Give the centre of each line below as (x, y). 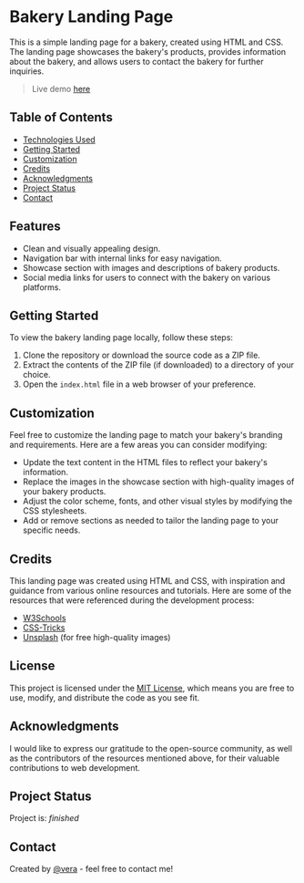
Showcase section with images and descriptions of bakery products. (151, 267)
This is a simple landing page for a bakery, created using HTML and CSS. (147, 42)
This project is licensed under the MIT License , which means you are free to (152, 688)
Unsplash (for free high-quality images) (96, 637)
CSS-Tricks (44, 628)
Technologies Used (59, 140)
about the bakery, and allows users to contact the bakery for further (137, 61)
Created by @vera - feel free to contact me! (91, 869)
